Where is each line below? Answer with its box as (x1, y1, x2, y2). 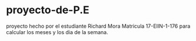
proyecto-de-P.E (6, 3, 89, 17)
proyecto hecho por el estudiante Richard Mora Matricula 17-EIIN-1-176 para (6, 23, 191, 29)
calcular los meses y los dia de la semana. (6, 28, 108, 35)
